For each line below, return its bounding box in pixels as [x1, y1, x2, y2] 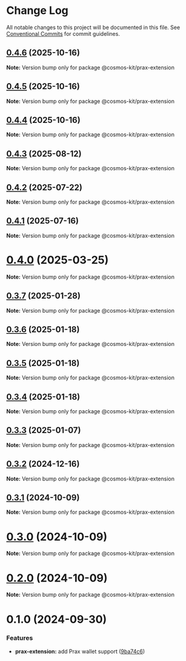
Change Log [6, 4, 68, 18]
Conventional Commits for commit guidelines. [6, 30, 120, 37]
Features [6, 634, 33, 642]
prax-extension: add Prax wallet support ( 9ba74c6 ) [15, 648, 145, 655]
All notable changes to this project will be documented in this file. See [6, 24, 181, 31]
